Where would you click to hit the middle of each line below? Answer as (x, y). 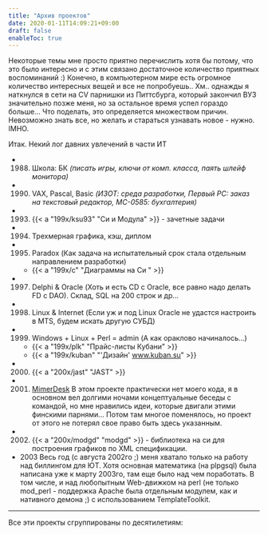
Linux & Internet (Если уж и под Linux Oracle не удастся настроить (144, 313)
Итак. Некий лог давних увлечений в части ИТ (88, 144)
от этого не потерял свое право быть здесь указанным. (127, 423)
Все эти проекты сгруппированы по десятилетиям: (96, 523)
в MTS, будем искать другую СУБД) (93, 321)
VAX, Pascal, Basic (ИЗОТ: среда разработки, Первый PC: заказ (140, 194)
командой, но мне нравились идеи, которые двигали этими (134, 406)
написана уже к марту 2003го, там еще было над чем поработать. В (137, 474)
